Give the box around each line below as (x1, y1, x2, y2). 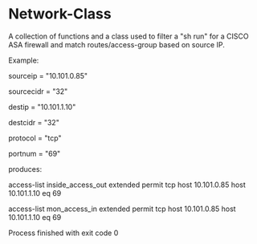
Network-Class (8, 5, 112, 23)
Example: (8, 55, 39, 65)
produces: (8, 164, 43, 173)
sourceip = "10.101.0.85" (8, 71, 88, 80)
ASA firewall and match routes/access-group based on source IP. (8, 39, 225, 49)
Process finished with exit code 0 (8, 228, 119, 238)
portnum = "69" (8, 148, 61, 158)
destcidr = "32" (8, 117, 60, 127)
